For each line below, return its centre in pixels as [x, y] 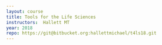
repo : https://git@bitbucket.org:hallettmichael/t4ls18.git [82, 33]
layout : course [25, 11]
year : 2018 [19, 28]
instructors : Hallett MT [38, 22]
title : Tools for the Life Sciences [51, 17]
